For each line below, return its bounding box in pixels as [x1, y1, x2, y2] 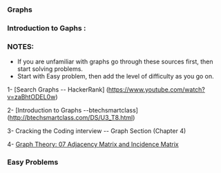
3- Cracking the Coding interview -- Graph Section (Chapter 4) [7, 127, 186, 135]
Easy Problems [7, 157, 59, 167]
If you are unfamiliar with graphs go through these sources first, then [17, 57, 213, 66]
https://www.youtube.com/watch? [108, 85, 206, 94]
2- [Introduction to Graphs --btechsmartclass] [7, 106, 138, 114]
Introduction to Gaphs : [7, 23, 86, 32]
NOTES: [7, 41, 35, 51]
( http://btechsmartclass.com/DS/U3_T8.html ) [7, 114, 135, 122]
